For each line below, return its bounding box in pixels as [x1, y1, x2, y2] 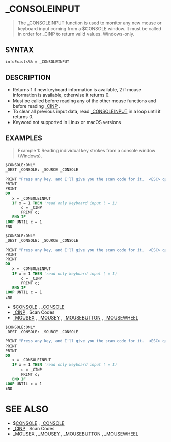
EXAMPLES [5, 134, 42, 142]
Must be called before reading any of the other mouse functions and [12, 97, 156, 104]
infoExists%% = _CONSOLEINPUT [5, 59, 70, 64]
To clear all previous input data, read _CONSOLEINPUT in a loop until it [12, 108, 161, 114]
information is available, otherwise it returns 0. [12, 92, 110, 98]
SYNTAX [5, 45, 34, 54]
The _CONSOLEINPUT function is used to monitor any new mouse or [17, 20, 162, 26]
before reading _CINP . [12, 103, 61, 109]
